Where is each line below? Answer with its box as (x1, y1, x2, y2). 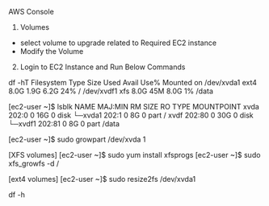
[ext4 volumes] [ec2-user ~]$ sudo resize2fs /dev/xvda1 (8, 175, 196, 183)
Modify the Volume (19, 47, 84, 56)
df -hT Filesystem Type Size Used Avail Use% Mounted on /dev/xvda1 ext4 (8, 78, 257, 87)
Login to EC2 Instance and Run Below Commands (19, 62, 186, 72)
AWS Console (8, 7, 54, 16)
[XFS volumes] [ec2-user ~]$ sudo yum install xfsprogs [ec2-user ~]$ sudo (8, 150, 261, 159)
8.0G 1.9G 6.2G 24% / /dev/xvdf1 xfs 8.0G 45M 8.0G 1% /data (8, 86, 214, 96)
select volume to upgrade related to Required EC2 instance (19, 38, 216, 47)
